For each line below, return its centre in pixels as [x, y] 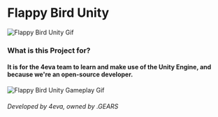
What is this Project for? [49, 50]
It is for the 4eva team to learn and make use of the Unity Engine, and [109, 67]
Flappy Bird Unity [58, 13]
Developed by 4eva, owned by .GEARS [63, 106]
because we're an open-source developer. [70, 74]
